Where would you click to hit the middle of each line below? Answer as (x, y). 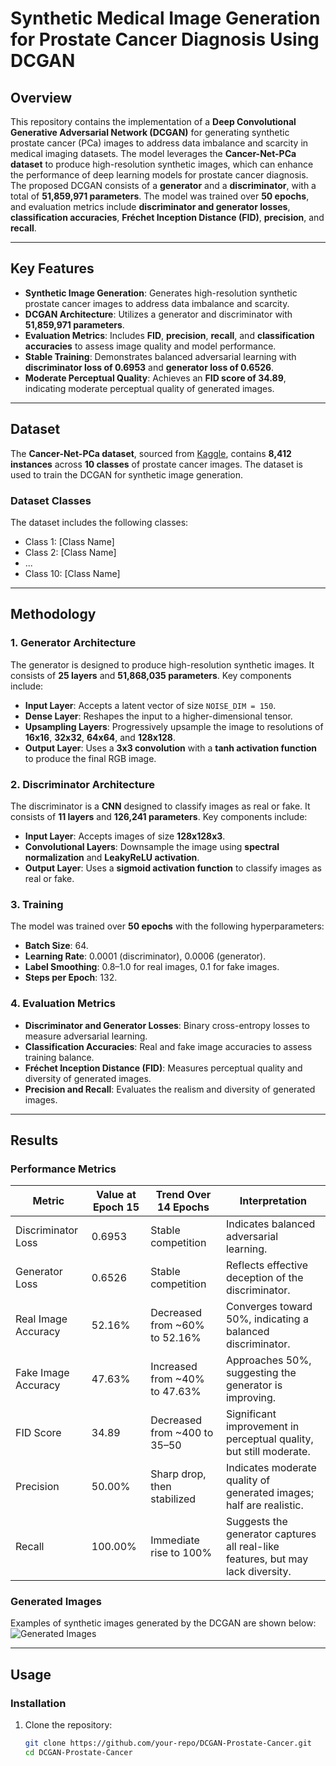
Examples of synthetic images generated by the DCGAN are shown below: (163, 1623)
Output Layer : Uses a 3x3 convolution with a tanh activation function (170, 748)
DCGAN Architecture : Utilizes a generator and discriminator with (158, 314)
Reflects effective (267, 1265)
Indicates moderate (271, 1468)
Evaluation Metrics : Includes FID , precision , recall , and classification (169, 335)
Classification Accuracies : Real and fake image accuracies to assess (168, 1046)
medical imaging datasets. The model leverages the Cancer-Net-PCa (153, 153)
